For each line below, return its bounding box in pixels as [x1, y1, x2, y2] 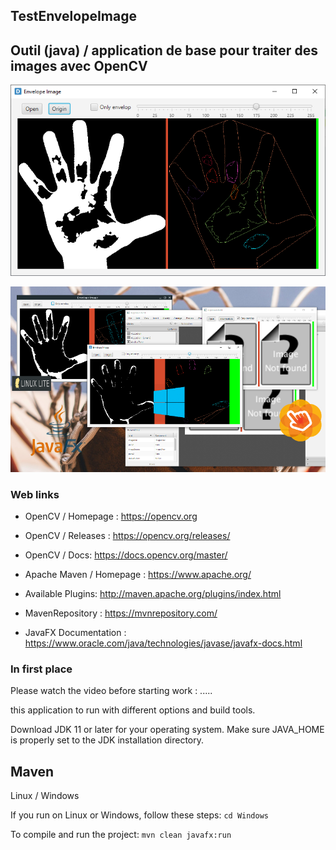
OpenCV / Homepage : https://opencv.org [24, 510, 198, 523]
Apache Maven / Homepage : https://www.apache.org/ [24, 569, 252, 581]
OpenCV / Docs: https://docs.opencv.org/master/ [24, 549, 228, 561]
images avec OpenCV [10, 57, 148, 74]
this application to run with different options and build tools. [10, 704, 256, 716]
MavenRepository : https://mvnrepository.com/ [24, 607, 218, 619]
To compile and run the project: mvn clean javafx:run [10, 829, 232, 841]
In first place [10, 662, 73, 676]
